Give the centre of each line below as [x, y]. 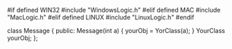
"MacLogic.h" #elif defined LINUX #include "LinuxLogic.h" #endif [101, 17]
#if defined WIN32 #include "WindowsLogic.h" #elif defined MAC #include [114, 10]
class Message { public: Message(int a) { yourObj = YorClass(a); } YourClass [116, 31]
